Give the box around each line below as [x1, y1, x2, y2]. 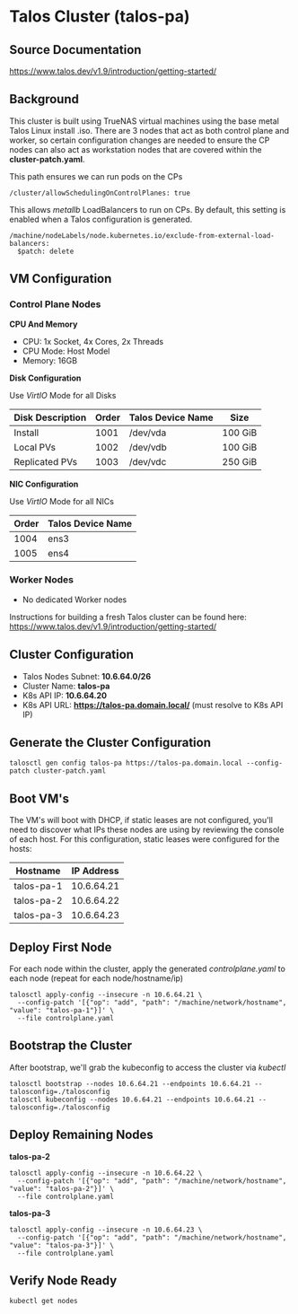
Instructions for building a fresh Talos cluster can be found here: [9, 611, 247, 622]
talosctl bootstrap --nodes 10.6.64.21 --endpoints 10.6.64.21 [9, 1079, 251, 1088]
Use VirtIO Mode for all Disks [9, 390, 117, 400]
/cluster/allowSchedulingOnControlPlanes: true [9, 188, 191, 197]
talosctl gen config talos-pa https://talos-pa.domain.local [9, 758, 243, 768]
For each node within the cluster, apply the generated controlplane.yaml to [9, 963, 285, 975]
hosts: [9, 844, 32, 854]
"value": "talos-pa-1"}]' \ [9, 1006, 115, 1015]
